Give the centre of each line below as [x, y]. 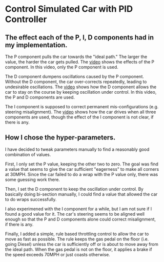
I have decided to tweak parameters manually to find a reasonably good [77, 149]
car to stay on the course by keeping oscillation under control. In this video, [81, 92]
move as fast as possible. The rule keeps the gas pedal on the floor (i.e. [77, 239]
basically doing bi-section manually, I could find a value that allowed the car [81, 194]
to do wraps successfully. [31, 199]
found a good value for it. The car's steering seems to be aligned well [75, 214]
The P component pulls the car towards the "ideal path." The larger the [76, 57]
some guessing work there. [32, 180]
